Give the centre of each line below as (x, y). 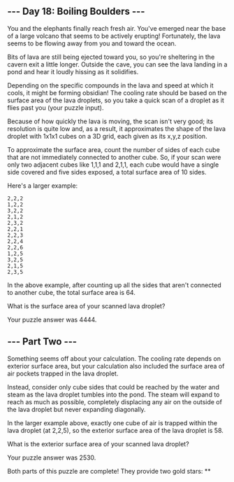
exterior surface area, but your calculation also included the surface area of (116, 366)
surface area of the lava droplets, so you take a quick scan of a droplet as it (116, 100)
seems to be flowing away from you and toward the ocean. (92, 43)
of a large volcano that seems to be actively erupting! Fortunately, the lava (114, 36)
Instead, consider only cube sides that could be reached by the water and (114, 387)
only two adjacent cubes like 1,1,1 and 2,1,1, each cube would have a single (113, 165)
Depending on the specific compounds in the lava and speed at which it (111, 85)
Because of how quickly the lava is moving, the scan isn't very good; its (110, 121)
